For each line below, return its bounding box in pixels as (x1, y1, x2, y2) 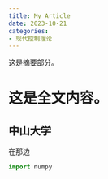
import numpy (8, 163, 53, 171)
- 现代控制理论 (8, 34, 53, 43)
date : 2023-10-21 (8, 19, 67, 28)
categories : (8, 27, 49, 35)
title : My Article (8, 11, 71, 20)
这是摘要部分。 (8, 58, 58, 67)
